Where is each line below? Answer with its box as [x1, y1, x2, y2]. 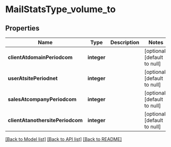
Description [110, 39, 139, 46]
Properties [5, 24, 40, 33]
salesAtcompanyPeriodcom [8, 96, 77, 103]
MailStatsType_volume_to [5, 4, 116, 15]
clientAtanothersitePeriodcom [8, 117, 83, 124]
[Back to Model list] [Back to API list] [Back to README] [5, 136, 122, 142]
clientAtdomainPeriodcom [8, 54, 73, 61]
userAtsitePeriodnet [8, 75, 58, 82]
